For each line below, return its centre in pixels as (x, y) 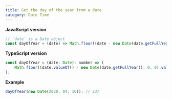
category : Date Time (27, 15)
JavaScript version (26, 29)
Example (15, 82)
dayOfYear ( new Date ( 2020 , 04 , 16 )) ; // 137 (52, 91)
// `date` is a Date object (35, 39)
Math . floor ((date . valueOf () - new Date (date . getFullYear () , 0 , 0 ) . (88, 68)
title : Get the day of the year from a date (53, 10)
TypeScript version (26, 53)
